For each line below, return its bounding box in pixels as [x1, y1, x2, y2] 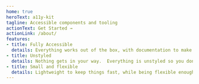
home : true [6, 8, 33, 15]
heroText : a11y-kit [6, 14, 54, 20]
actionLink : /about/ [6, 31, 57, 37]
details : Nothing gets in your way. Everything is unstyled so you [11, 58, 184, 64]
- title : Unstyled [6, 53, 52, 59]
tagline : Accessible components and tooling [6, 20, 118, 25]
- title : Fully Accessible [6, 42, 73, 48]
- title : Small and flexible [6, 63, 78, 70]
